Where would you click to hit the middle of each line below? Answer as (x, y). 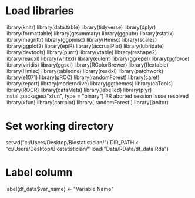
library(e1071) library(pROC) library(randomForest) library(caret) (83, 77)
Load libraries (40, 11)
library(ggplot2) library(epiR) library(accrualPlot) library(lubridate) (85, 46)
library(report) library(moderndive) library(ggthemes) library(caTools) (89, 83)
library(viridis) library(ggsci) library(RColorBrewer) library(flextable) (87, 65)
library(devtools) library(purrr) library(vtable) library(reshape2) (81, 52)
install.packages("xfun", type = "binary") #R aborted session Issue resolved (97, 96)
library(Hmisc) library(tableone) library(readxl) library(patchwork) (85, 71)
